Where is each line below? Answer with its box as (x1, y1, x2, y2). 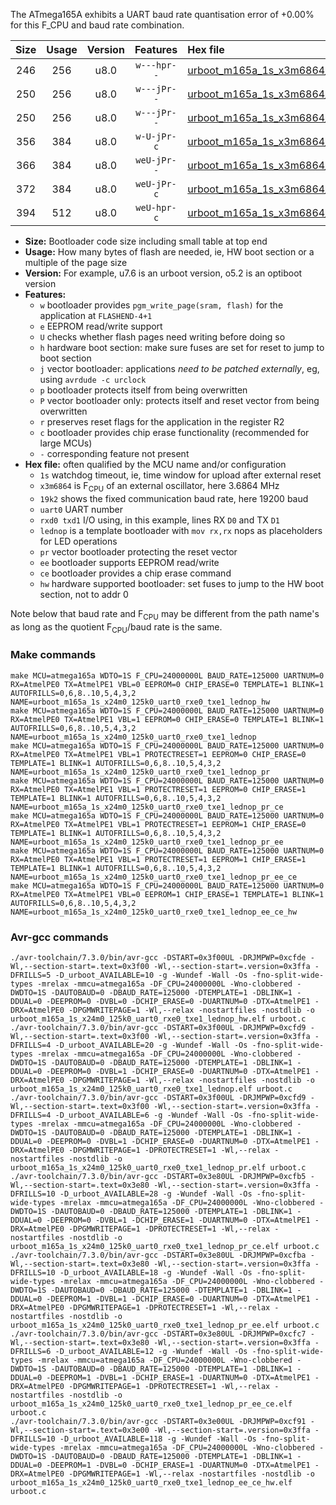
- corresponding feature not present (39, 448, 190, 459)
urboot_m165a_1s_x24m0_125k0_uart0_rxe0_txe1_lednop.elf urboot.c (10, 1084, 293, 1094)
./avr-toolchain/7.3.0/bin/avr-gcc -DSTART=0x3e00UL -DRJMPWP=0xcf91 (10, 1416, 307, 1426)
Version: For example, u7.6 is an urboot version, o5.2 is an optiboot (24, 267, 303, 279)
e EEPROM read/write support (39, 320, 163, 332)
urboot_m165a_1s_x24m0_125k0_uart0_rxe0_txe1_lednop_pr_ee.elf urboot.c (10, 1320, 320, 1330)
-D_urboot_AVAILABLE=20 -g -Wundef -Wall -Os (54, 1040, 248, 1050)
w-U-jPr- (135, 131, 177, 142)
